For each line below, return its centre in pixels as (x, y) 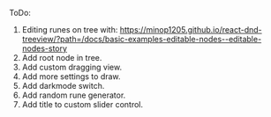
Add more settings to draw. (71, 77)
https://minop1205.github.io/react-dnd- (191, 29)
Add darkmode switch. (63, 86)
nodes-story (45, 48)
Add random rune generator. (74, 95)
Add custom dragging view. (72, 67)
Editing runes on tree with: (70, 29)
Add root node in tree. (62, 58)
